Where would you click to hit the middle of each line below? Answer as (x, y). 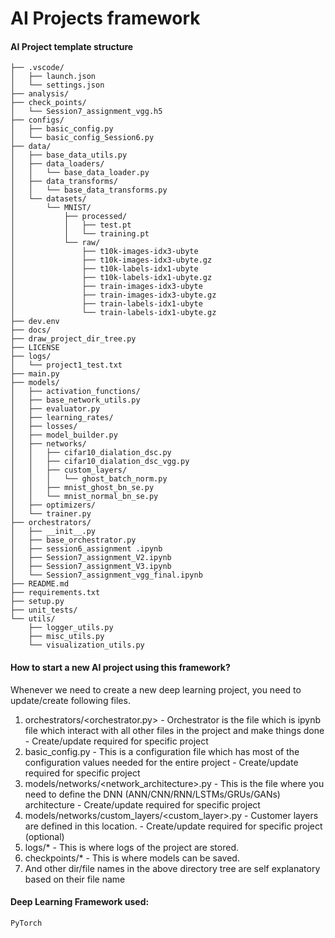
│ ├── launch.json (53, 77)
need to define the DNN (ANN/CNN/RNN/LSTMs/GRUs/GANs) (152, 794)
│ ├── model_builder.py (64, 435)
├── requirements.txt (55, 593)
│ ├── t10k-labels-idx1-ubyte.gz (111, 278)
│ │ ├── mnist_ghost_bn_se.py (82, 488)
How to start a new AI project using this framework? (120, 667)
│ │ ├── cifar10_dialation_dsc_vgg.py (100, 462)
